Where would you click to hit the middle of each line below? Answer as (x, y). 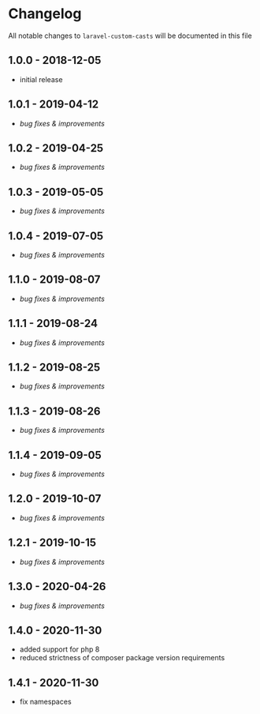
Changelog (45, 14)
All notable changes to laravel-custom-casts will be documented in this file (130, 36)
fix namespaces (46, 702)
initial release (41, 79)
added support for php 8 (59, 649)
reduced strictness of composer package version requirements (122, 658)
